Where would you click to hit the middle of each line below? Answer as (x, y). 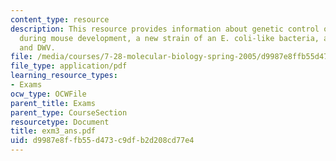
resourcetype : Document (60, 122)
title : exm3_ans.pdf (53, 131)
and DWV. (37, 47)
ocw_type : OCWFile (48, 94)
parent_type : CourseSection (69, 112)
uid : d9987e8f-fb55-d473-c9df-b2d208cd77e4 (102, 141)
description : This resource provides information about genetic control (165, 29)
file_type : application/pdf (69, 66)
